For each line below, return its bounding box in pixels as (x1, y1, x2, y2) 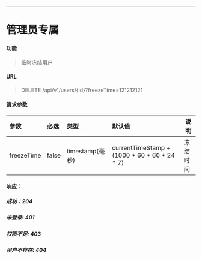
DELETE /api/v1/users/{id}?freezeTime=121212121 (20, 86, 143, 94)
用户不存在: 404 (6, 246, 47, 254)
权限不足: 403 (6, 230, 41, 237)
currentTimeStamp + (112, 143, 171, 152)
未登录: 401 (6, 214, 35, 221)
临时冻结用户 (20, 59, 53, 66)
